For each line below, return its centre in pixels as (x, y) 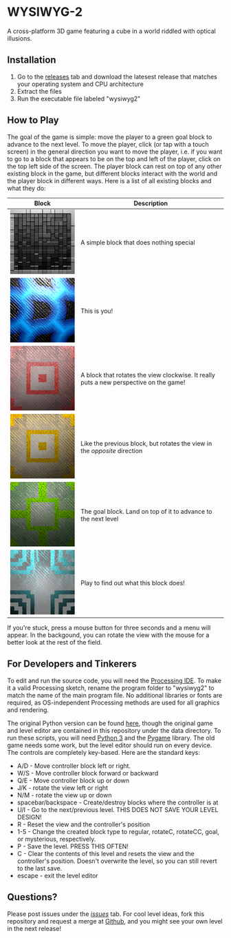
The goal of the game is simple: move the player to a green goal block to (110, 137)
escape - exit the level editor (57, 875)
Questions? (32, 897)
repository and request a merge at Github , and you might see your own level (115, 921)
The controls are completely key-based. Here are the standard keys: (104, 752)
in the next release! (34, 928)
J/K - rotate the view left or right (63, 788)
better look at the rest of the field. (55, 642)
